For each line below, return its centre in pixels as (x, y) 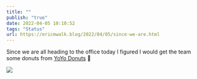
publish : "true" (27, 18)
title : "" (19, 12)
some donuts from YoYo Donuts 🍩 (49, 58)
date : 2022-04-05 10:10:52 (41, 23)
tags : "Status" (26, 29)
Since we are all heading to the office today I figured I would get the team (99, 52)
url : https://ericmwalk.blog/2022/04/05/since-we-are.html (83, 35)
